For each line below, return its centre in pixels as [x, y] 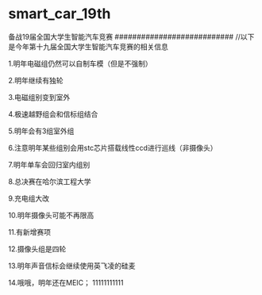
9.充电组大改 [29, 198]
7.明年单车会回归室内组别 [49, 164]
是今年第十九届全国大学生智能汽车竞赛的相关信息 [88, 46]
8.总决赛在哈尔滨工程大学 [50, 181]
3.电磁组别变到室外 [39, 97]
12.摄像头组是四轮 [37, 249]
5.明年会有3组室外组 [41, 131]
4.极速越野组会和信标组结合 [53, 114]
